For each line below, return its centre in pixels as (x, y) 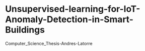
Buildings (25, 30)
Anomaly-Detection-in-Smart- (69, 19)
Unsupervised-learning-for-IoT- (73, 9)
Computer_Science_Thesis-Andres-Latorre (49, 43)
